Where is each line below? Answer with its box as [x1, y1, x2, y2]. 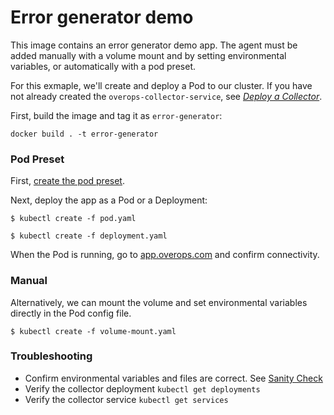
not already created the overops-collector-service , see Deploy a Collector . [10, 90, 323, 102]
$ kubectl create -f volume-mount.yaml [10, 326, 177, 336]
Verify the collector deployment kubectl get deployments [24, 382, 261, 395]
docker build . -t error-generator [10, 129, 159, 139]
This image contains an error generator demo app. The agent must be [10, 39, 298, 51]
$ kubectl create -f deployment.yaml [10, 231, 168, 241]
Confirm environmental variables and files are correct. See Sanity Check [24, 372, 323, 384]
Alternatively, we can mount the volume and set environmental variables [10, 296, 308, 308]
